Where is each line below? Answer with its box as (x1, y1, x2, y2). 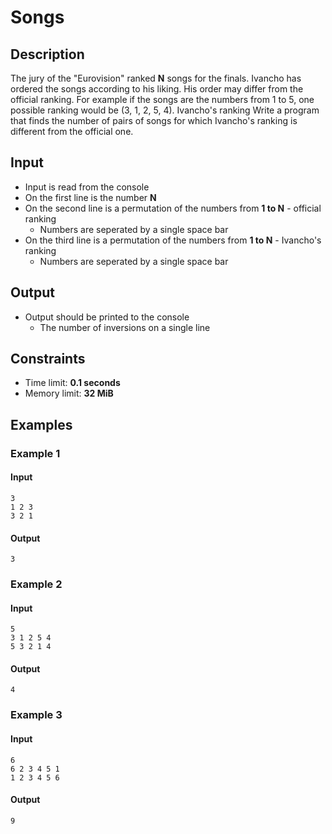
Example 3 (10, 708, 63, 722)
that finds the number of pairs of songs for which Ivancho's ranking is (10, 115, 298, 126)
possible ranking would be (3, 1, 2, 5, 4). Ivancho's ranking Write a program (10, 104, 320, 116)
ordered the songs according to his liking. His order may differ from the (10, 83, 304, 95)
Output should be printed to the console (24, 311, 190, 323)
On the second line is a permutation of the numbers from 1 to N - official (24, 202, 322, 214)
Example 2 (10, 577, 63, 591)
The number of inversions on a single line (39, 321, 211, 333)
